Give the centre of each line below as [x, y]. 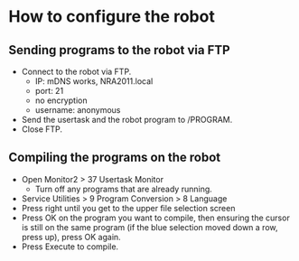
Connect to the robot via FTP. [76, 71]
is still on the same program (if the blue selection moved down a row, [149, 227]
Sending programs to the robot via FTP [120, 50]
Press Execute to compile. [70, 247]
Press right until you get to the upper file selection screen [128, 208]
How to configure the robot [112, 17]
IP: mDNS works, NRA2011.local [94, 81]
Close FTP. [42, 129]
